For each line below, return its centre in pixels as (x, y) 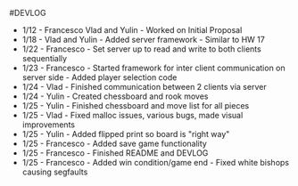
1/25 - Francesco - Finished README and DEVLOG (115, 153)
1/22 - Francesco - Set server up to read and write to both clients (141, 49)
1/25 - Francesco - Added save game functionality (114, 143)
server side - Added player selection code (99, 77)
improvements (49, 125)
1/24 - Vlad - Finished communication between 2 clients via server (144, 87)
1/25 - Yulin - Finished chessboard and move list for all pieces (136, 105)
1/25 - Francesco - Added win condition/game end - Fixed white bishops (156, 162)
